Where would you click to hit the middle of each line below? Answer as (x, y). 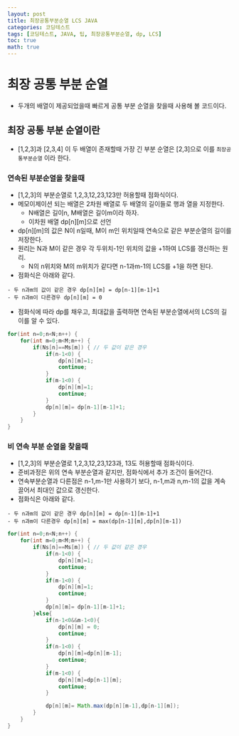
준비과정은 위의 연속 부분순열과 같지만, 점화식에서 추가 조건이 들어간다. (115, 472)
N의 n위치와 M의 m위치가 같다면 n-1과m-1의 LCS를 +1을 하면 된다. (121, 266)
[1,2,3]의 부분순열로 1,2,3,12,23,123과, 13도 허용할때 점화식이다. (106, 464)
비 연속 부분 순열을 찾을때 (48, 446)
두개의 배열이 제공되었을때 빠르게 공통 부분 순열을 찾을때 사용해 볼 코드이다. (122, 106)
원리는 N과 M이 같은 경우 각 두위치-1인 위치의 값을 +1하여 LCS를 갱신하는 (119, 249)
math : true (23, 47)
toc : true (22, 41)
